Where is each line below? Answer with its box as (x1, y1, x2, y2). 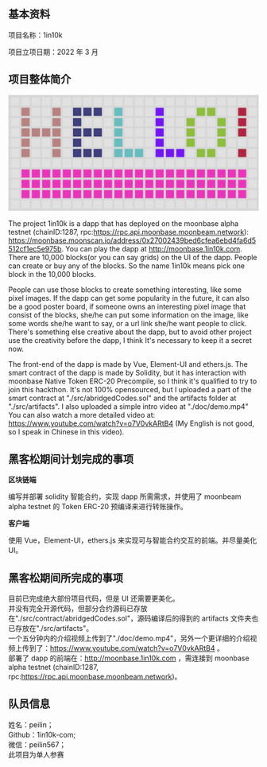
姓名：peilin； (8, 719, 54, 730)
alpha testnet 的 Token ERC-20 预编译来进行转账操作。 (8, 502, 188, 512)
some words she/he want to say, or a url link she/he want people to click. (8, 319, 248, 329)
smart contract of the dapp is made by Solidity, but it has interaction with (8, 368, 246, 378)
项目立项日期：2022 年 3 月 (8, 47, 99, 56)
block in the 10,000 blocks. (8, 270, 97, 279)
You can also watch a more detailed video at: (8, 411, 156, 420)
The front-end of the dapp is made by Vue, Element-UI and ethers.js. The (8, 360, 248, 369)
